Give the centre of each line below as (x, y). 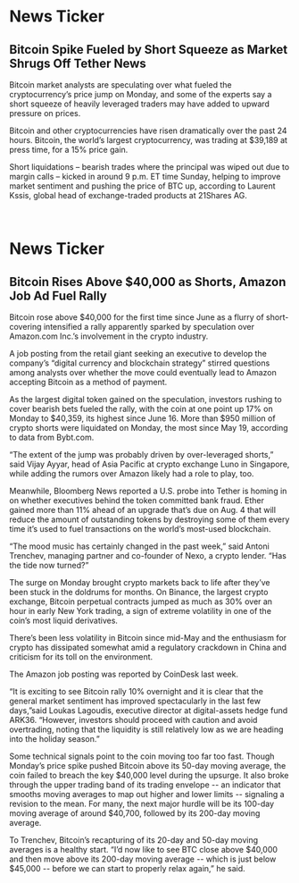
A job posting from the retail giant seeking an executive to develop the (138, 353)
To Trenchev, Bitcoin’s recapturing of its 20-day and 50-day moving (134, 840)
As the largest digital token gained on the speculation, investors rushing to (146, 399)
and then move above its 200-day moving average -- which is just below (143, 859)
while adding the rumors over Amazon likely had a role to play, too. (132, 474)
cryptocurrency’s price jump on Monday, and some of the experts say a (141, 94)
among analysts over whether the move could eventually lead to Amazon (143, 372)
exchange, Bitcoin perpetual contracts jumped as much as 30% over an (141, 601)
